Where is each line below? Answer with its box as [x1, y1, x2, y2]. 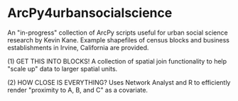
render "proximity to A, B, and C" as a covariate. [7, 85, 148, 94]
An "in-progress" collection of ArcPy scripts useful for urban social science [7, 28, 229, 37]
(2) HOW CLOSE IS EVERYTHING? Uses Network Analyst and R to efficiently [7, 78, 231, 86]
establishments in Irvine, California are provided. [7, 43, 149, 52]
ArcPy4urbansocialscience [7, 5, 173, 21]
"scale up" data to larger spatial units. [7, 64, 118, 73]
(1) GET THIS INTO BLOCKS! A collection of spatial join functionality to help [7, 57, 227, 65]
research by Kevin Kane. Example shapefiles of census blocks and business [7, 35, 229, 44]
